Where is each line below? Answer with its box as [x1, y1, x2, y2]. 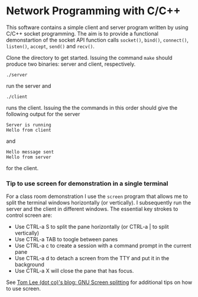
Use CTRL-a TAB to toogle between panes [14, 236, 118, 243]
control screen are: [6, 212, 53, 219]
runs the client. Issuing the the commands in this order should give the [6, 104, 178, 111]
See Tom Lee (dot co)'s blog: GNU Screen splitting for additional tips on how [6, 279, 193, 286]
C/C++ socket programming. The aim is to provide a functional [6, 30, 158, 37]
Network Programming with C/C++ [6, 4, 181, 18]
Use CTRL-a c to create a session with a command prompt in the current [14, 242, 191, 250]
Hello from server [6, 154, 51, 160]
